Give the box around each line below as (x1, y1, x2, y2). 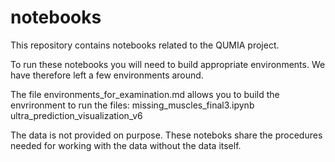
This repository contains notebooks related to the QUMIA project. (10, 39, 280, 51)
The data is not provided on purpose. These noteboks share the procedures (10, 129, 323, 141)
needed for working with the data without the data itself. (10, 139, 242, 151)
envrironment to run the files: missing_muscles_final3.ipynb (10, 99, 255, 111)
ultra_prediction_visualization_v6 (10, 109, 143, 121)
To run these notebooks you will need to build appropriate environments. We (10, 58, 326, 70)
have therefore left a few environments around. (10, 69, 204, 81)
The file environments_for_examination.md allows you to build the (10, 88, 280, 100)
